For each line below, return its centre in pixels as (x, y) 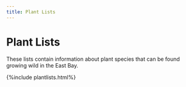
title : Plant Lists (31, 12)
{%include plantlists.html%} (41, 77)
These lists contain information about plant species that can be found (93, 59)
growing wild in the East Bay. (42, 65)
